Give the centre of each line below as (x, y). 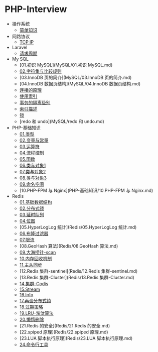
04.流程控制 (32, 153)
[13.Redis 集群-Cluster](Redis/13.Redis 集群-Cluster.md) (77, 277)
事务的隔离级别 (35, 102)
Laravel (20, 47)
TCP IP (27, 42)
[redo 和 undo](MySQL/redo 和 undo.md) (62, 121)
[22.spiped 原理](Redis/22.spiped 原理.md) (64, 332)
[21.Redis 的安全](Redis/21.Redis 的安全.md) (65, 325)
